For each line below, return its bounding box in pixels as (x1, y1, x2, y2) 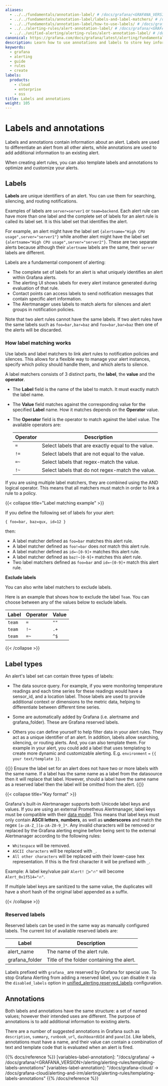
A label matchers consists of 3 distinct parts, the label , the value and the (5, 371, 155, 377)
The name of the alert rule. (46, 948, 109, 955)
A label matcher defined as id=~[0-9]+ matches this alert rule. (12, 549, 140, 555)
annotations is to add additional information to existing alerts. (5, 1019, 131, 1025)
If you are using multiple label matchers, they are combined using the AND (5, 479, 158, 485)
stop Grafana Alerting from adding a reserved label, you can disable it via (5, 974, 156, 980)
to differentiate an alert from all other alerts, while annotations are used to (5, 144, 157, 151)
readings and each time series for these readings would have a (12, 688, 142, 694)
